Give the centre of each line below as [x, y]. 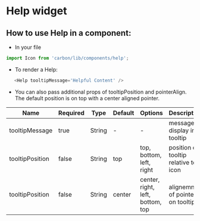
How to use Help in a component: [69, 33]
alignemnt [183, 187]
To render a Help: [36, 69]
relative [179, 162]
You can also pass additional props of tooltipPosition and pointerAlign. [101, 92]
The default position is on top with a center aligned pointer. [87, 98]
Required [72, 113]
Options [151, 113]
